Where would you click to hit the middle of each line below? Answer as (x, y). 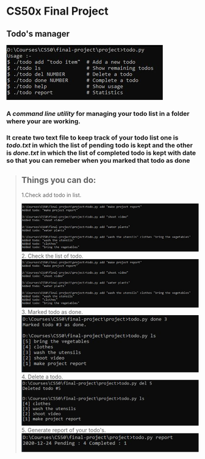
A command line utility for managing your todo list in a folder (98, 113)
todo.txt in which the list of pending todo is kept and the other (100, 145)
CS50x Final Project (57, 11)
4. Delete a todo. (42, 377)
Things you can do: (59, 180)
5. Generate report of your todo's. (63, 430)
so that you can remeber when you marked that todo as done (98, 160)
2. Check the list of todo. (52, 256)
